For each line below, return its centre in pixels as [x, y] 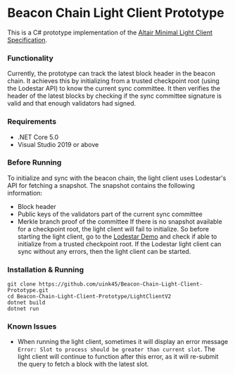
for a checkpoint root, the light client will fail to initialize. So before [113, 229]
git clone [22, 284]
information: [25, 193]
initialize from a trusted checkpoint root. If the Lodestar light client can [119, 243]
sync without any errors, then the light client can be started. [104, 251]
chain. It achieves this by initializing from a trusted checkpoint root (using [113, 81]
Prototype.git [28, 291]
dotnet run [23, 309]
